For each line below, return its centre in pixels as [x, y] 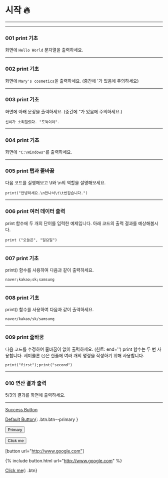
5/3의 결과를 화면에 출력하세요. [35, 395]
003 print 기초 [22, 100]
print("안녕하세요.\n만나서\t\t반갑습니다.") [46, 193]
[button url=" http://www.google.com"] [44, 451]
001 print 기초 [22, 38]
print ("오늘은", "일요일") [31, 240]
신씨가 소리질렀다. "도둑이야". [32, 122]
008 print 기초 [22, 298]
